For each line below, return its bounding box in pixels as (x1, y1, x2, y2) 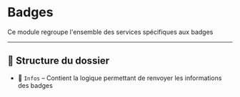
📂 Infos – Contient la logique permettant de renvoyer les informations (17, 74, 222, 82)
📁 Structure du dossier (7, 55, 110, 67)
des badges (17, 81, 54, 89)
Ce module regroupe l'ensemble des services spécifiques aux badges (7, 28, 214, 36)
